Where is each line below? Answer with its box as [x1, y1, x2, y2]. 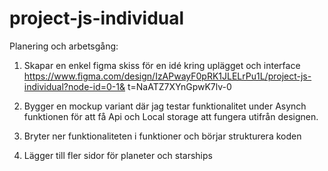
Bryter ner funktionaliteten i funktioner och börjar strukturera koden [23, 130, 302, 142]
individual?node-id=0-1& [23, 80, 126, 92]
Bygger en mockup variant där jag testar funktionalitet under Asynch [23, 100, 307, 112]
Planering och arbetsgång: [9, 40, 119, 52]
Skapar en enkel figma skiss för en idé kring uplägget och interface [23, 59, 301, 71]
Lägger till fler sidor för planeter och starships [23, 149, 213, 161]
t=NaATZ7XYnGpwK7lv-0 [127, 80, 232, 92]
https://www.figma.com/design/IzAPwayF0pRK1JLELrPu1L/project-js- [23, 70, 312, 82]
